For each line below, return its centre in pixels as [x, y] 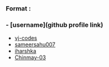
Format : [18, 9]
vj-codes [26, 38]
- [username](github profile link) [54, 24]
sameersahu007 [35, 44]
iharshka [25, 51]
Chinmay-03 [30, 58]
